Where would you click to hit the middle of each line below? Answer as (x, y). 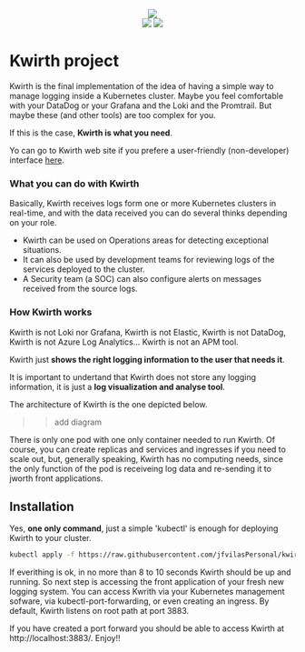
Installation (42, 506)
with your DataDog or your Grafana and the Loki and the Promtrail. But (141, 105)
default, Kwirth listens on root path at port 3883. (99, 611)
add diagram (78, 422)
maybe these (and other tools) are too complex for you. (113, 115)
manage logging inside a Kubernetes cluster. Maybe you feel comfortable (147, 95)
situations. (42, 250)
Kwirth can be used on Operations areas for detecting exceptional (146, 240)
